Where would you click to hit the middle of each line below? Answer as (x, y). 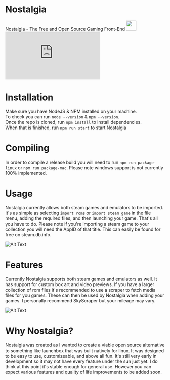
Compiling (27, 148)
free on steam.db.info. (28, 234)
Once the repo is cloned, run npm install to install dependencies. (73, 122)
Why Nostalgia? (39, 331)
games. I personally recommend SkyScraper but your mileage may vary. (80, 300)
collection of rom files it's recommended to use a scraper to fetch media (80, 290)
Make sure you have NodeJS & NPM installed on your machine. (71, 111)
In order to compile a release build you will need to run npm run (70, 162)
